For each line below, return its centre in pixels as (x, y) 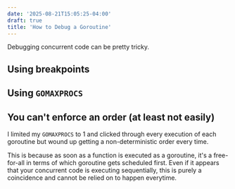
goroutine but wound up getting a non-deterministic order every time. (108, 141)
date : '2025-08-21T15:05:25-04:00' (59, 14)
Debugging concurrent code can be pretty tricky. (78, 47)
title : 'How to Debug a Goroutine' (59, 27)
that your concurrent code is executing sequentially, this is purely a (104, 170)
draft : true (25, 20)
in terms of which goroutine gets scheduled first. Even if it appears (122, 162)
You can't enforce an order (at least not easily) (111, 117)
